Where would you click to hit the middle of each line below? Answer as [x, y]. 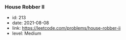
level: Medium [26, 34]
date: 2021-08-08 [30, 23]
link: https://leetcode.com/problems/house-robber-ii [66, 28]
